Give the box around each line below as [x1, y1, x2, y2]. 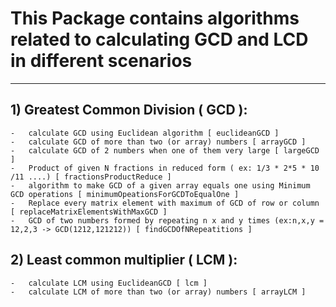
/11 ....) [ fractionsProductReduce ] [10, 172, 172, 182]
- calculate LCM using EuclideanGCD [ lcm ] [10, 278, 208, 288]
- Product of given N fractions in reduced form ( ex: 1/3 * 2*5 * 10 [10, 163, 320, 173]
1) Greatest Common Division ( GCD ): [10, 102, 248, 119]
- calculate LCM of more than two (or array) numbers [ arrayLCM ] [10, 287, 307, 297]
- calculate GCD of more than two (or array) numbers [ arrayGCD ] [10, 137, 307, 147]
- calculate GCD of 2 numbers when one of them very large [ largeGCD [10, 145, 320, 156]
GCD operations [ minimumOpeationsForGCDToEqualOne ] [10, 189, 240, 199]
